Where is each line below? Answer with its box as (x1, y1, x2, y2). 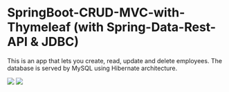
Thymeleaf (7, 19, 71, 35)
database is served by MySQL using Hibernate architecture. (7, 64, 178, 72)
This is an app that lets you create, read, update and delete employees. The (7, 56, 223, 65)
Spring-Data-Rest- (106, 19, 217, 35)
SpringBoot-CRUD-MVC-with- (7, 5, 185, 21)
